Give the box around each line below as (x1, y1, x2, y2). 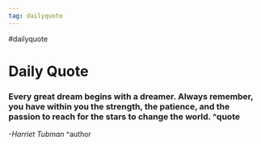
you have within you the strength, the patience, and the (8, 101, 230, 112)
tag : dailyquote (8, 11, 63, 20)
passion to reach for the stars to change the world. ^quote (8, 110, 241, 122)
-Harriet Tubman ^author (8, 130, 91, 139)
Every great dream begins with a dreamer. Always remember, (8, 90, 254, 101)
